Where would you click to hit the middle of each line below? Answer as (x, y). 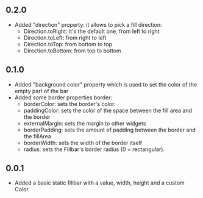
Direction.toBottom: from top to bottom (72, 51)
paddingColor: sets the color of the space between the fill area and (108, 110)
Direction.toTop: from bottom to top (68, 44)
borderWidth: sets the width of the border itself (83, 143)
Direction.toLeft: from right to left (65, 37)
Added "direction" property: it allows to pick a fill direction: (88, 24)
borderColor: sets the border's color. (69, 104)
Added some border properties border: (63, 97)
